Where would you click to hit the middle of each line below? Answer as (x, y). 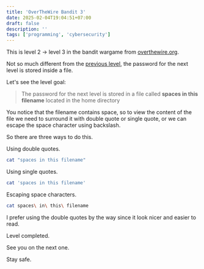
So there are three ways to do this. (50, 137)
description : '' (27, 29)
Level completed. (28, 235)
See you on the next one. (38, 247)
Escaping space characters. (42, 194)
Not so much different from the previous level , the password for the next (97, 64)
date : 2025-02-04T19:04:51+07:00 (49, 18)
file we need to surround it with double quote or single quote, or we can (97, 119)
